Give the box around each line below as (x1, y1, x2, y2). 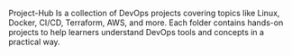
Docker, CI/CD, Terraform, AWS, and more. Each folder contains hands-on (8, 17, 284, 28)
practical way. (8, 36, 60, 47)
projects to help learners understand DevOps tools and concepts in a (8, 27, 265, 37)
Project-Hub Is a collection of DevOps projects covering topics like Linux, (8, 8, 280, 18)
